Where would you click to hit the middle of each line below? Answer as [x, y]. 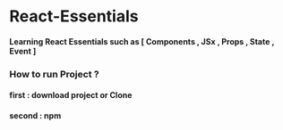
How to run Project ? [55, 74]
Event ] [23, 51]
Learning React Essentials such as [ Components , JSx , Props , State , [142, 41]
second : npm [35, 115]
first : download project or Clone [71, 95]
